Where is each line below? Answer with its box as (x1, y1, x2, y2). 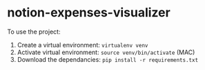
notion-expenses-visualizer (7, 5, 170, 21)
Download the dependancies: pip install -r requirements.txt (17, 55, 199, 63)
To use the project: (7, 27, 61, 36)
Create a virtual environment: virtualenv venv (17, 40, 148, 49)
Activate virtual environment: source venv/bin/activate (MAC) (17, 48, 195, 56)
